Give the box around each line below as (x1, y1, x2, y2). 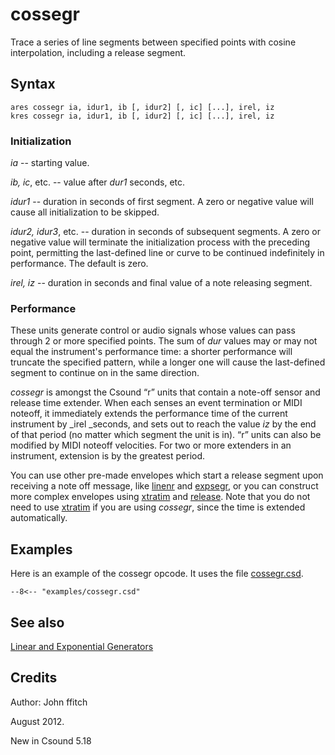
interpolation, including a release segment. (10, 46, 187, 58)
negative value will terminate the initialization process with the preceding (10, 236, 310, 248)
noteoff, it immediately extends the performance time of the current (10, 408, 288, 420)
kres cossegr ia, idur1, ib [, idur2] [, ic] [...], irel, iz (10, 111, 275, 121)
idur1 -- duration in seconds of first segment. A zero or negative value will (10, 196, 314, 208)
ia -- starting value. (10, 157, 90, 169)
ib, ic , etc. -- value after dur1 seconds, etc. (10, 176, 186, 188)
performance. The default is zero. (10, 258, 149, 270)
